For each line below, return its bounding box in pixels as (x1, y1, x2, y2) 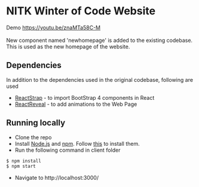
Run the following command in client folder (14, 146, 121, 154)
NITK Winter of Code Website (6, 4, 156, 18)
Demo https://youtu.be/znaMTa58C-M (6, 24, 100, 31)
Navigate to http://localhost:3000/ (14, 174, 99, 182)
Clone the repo (14, 133, 52, 141)
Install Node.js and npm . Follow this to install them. (14, 140, 140, 147)
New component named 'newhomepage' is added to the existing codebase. (6, 36, 193, 44)
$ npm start (6, 163, 36, 170)
